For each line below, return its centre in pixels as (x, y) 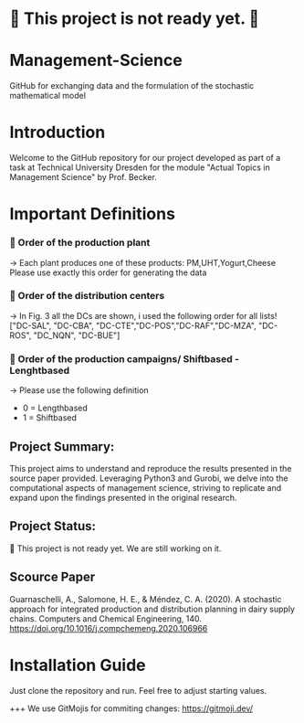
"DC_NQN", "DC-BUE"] (77, 335)
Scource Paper (52, 577)
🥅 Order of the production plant (80, 243)
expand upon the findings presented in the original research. (123, 497)
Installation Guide (78, 665)
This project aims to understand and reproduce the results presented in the (151, 468)
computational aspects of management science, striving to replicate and (146, 487)
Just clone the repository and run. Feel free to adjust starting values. (138, 690)
